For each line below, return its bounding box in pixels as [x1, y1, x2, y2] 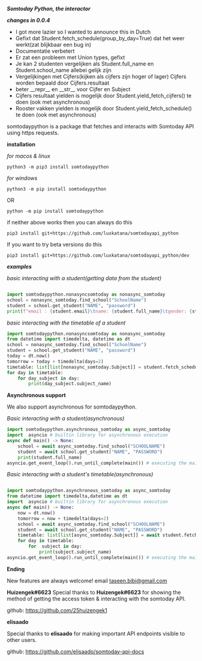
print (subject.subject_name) [38, 549, 112, 555]
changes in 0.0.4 [7, 17, 50, 23]
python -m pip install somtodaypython [7, 208, 104, 214]
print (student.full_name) [17, 454, 83, 461]
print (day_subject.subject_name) [28, 381, 112, 387]
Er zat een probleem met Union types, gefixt [15, 54, 125, 61]
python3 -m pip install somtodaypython [7, 186, 107, 192]
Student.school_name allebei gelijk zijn [15, 67, 111, 74]
